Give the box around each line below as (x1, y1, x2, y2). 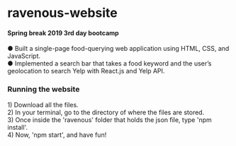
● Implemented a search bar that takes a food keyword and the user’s (7, 59, 212, 68)
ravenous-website (7, 5, 118, 21)
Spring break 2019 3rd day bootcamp (7, 28, 119, 37)
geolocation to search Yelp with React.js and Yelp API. (7, 67, 165, 75)
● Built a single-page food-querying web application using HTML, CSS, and (7, 44, 230, 53)
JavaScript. (7, 51, 41, 61)
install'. (7, 123, 28, 131)
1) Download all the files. (7, 100, 79, 109)
